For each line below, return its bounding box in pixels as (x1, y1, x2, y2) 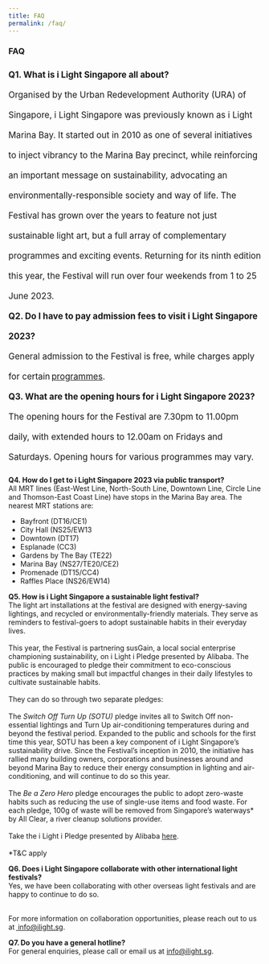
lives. (8, 626, 26, 636)
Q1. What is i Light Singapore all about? (8, 69, 169, 80)
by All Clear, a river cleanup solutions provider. (8, 814, 163, 824)
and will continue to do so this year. (53, 772, 171, 781)
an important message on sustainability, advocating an (8, 170, 228, 181)
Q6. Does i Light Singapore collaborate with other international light (8, 864, 238, 874)
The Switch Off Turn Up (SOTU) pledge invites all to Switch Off (8, 711, 216, 721)
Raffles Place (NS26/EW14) (19, 576, 111, 586)
